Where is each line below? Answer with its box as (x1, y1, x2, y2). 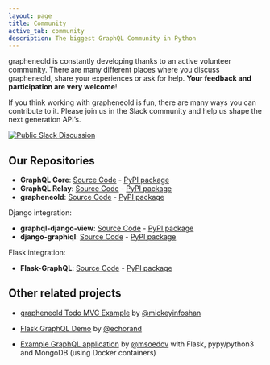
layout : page (8, 11, 52, 20)
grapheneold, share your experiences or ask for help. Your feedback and (8, 73, 252, 83)
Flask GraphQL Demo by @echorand (19, 323, 143, 333)
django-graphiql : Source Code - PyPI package (19, 232, 177, 242)
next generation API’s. (8, 114, 81, 125)
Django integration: (8, 208, 73, 218)
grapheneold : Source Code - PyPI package (19, 193, 165, 202)
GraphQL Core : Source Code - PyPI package (19, 175, 170, 185)
